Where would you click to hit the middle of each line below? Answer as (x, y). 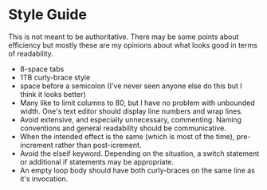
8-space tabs (42, 68)
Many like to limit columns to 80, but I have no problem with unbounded (137, 103)
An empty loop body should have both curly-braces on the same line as (137, 170)
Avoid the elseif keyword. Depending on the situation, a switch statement (139, 153)
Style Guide (48, 15)
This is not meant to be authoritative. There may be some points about (124, 37)
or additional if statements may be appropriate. (96, 161)
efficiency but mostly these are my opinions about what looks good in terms (133, 45)
